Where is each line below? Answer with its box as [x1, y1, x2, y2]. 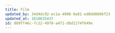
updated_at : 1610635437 [5, 16, 54, 21]
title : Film [5, 7, 29, 12]
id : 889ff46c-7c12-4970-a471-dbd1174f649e [5, 20, 93, 26]
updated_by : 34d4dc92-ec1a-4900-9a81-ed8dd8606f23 [5, 12, 111, 16]
